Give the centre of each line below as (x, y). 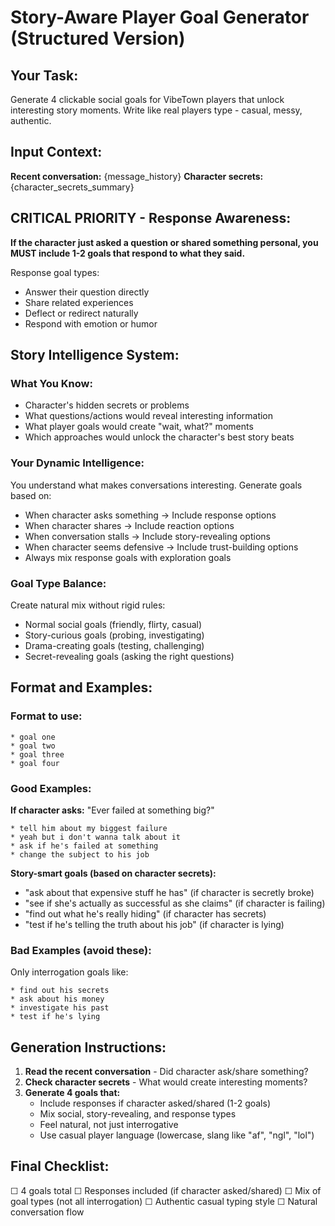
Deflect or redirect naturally (81, 313)
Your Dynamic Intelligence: (77, 463)
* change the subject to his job (80, 854)
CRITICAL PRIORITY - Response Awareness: (151, 218)
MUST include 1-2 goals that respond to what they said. (128, 253)
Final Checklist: (60, 1166)
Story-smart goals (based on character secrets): (113, 873)
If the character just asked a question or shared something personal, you (164, 242)
